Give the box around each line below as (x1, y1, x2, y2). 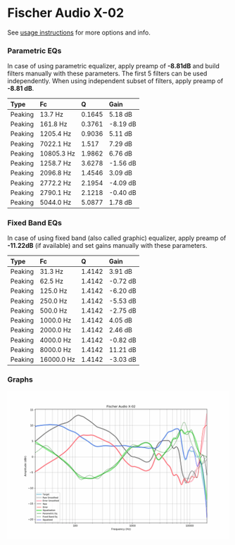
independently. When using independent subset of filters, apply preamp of (7, 77, 224, 85)
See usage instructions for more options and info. (7, 28, 151, 37)
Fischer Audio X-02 (7, 5, 125, 21)
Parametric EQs (7, 46, 62, 56)
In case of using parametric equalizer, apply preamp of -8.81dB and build (7, 62, 220, 70)
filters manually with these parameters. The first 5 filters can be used (7, 69, 208, 78)
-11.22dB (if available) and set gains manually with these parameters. (7, 242, 208, 250)
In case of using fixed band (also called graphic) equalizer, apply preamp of (7, 234, 227, 242)
